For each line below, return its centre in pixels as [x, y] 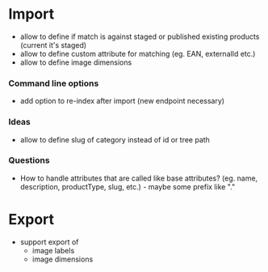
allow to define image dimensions [76, 62]
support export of [49, 242]
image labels [53, 250]
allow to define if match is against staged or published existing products [140, 36]
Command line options [54, 83]
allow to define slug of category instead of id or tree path [115, 139]
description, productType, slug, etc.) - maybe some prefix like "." [128, 186]
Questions [29, 160]
